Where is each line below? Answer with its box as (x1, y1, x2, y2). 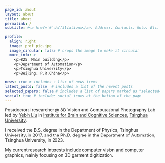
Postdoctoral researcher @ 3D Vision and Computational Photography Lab (5, 107, 156, 113)
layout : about (5, 12, 34, 17)
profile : (5, 34, 23, 39)
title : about (5, 16, 32, 21)
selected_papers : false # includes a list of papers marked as (5, 89, 137, 94)
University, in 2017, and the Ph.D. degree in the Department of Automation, (5, 132, 156, 138)
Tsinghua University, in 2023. (5, 137, 64, 143)
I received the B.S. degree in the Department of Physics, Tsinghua (5, 127, 138, 133)
